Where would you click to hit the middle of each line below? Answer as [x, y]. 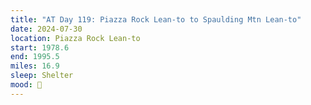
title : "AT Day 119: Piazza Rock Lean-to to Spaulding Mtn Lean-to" [156, 19]
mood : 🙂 [26, 85]
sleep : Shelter [42, 76]
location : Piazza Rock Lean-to [75, 38]
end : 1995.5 [35, 57]
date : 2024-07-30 [46, 29]
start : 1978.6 [40, 47]
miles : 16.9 [35, 66]
